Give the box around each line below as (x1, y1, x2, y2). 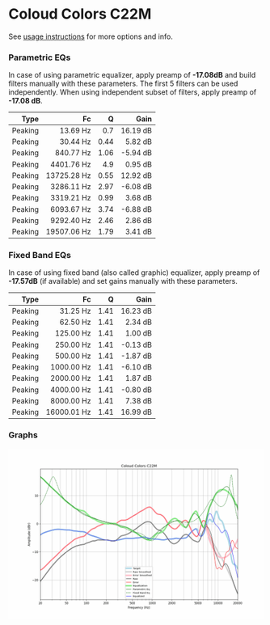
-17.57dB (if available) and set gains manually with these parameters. (8, 277, 238, 286)
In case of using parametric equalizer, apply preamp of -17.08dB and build (8, 70, 256, 80)
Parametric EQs (8, 52, 71, 63)
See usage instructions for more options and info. (8, 32, 174, 41)
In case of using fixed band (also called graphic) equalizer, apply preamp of (8, 268, 260, 277)
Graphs (8, 429, 38, 441)
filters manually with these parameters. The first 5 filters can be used (8, 78, 238, 89)
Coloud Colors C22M (8, 5, 152, 23)
